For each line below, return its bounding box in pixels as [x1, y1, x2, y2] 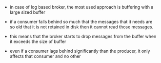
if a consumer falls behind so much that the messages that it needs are [9, 19, 153, 24]
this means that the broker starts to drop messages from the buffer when [9, 34, 157, 39]
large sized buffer [9, 9, 45, 15]
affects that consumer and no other [9, 53, 81, 59]
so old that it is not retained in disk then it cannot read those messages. [9, 24, 154, 30]
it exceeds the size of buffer [9, 39, 66, 44]
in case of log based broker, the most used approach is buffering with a [9, 4, 154, 10]
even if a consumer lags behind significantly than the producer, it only [9, 48, 150, 54]
